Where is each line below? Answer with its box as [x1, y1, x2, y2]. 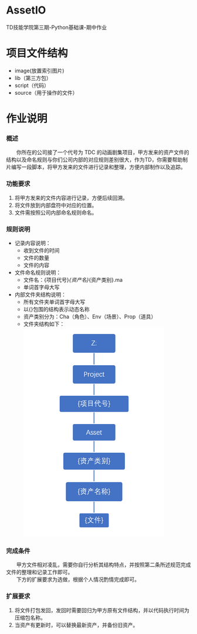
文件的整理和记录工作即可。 [6, 569, 73, 576]
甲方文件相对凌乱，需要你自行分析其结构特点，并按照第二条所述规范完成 [16, 561, 191, 568]
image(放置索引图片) [14, 67, 64, 74]
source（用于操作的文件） [14, 89, 78, 96]
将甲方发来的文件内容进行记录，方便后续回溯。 [14, 194, 128, 201]
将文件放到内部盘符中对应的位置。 [14, 201, 97, 209]
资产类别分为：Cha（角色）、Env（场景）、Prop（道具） [23, 313, 157, 320]
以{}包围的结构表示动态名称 [23, 305, 90, 312]
